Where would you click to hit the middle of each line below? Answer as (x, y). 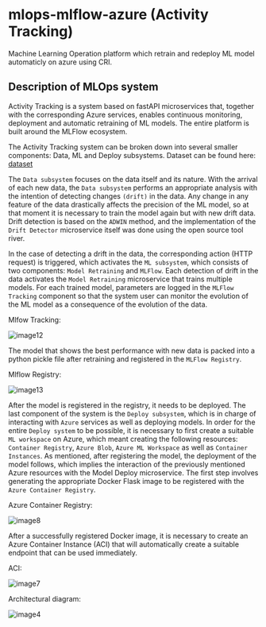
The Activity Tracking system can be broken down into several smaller (123, 147)
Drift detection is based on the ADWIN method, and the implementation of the (132, 221)
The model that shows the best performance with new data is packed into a (132, 350)
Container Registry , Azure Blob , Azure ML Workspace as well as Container (128, 447)
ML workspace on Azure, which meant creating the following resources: (123, 439)
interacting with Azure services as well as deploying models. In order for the (132, 422)
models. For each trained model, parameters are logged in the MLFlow (121, 287)
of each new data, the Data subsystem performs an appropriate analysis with (133, 188)
